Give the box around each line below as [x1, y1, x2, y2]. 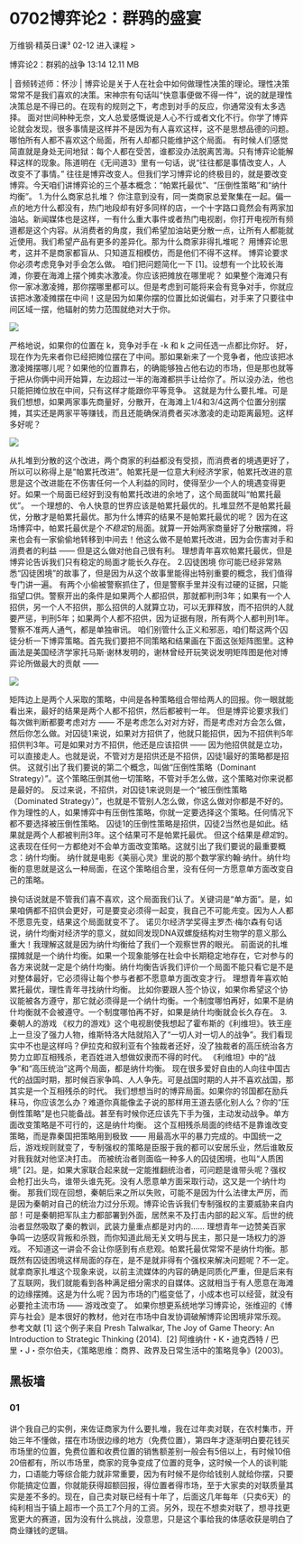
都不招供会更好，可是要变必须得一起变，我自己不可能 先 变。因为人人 [32, 904, 286, 916]
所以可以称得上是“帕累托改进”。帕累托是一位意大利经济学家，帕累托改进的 [9, 466, 286, 476]
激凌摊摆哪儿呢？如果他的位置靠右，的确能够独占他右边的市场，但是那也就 [9, 362, 286, 373]
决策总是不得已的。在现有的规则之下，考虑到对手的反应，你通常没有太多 [9, 100, 278, 111]
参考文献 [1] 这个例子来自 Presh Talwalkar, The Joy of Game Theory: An [9, 1322, 275, 1333]
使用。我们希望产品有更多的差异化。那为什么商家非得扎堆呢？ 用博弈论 [16, 236, 280, 246]
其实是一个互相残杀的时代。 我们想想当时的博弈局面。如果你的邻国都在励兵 [9, 1085, 289, 1096]
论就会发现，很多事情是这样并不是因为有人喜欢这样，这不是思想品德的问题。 [9, 123, 294, 134]
